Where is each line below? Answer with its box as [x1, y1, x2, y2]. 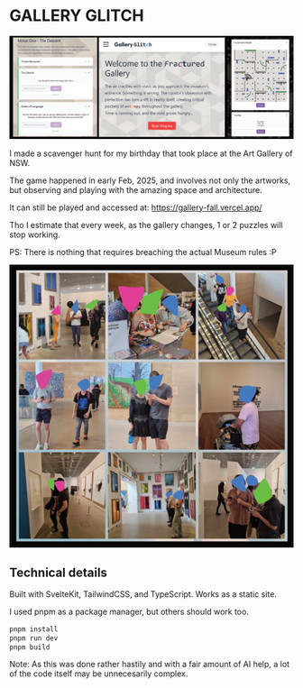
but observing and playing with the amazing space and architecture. [9, 184, 263, 195]
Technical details [9, 564, 108, 580]
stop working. [9, 229, 60, 240]
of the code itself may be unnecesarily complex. [9, 668, 188, 679]
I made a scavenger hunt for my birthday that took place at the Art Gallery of [9, 148, 293, 159]
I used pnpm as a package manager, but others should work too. [9, 606, 250, 618]
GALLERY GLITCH [9, 5, 144, 26]
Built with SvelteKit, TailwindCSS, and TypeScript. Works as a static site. [9, 589, 278, 600]
